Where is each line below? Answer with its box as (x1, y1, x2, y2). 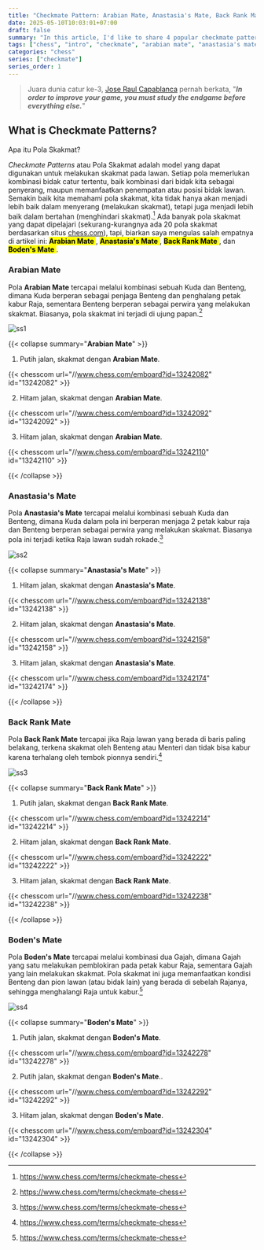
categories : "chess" (8, 48, 76, 56)
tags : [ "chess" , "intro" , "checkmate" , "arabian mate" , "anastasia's (8, 41, 241, 49)
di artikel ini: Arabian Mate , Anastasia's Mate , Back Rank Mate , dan (8, 237, 236, 246)
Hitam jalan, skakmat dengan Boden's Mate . (19, 1111, 163, 1120)
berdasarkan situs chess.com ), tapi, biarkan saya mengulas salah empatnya (8, 228, 254, 238)
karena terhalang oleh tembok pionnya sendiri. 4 (8, 751, 163, 762)
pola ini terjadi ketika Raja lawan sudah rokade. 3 (8, 533, 163, 544)
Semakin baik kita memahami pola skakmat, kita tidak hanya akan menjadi (8, 194, 247, 203)
